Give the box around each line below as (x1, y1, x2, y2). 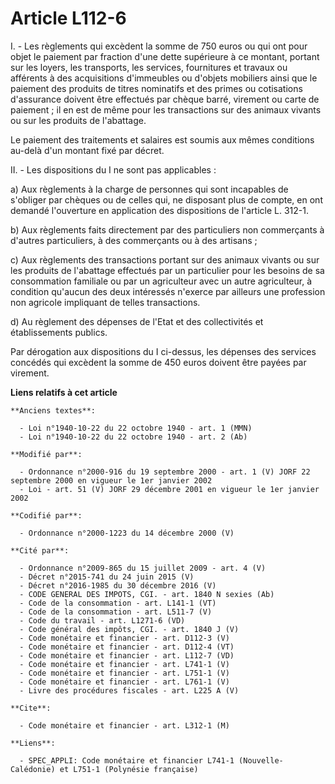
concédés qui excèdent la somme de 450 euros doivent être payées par (10, 356, 307, 368)
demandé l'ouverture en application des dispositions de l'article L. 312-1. (10, 204, 309, 216)
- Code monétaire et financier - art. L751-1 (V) (19, 668, 230, 678)
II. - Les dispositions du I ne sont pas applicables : (10, 163, 217, 176)
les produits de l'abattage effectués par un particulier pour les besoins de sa (10, 264, 325, 276)
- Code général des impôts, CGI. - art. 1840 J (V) (19, 624, 240, 634)
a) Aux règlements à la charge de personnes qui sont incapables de (10, 183, 289, 195)
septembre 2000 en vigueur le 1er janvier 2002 (10, 475, 213, 486)
